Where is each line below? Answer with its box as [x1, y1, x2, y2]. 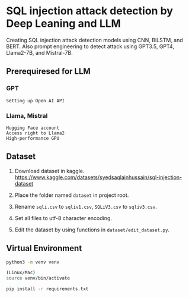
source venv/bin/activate [6, 275, 70, 281]
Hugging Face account [6, 125, 60, 131]
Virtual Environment [6, 243, 82, 253]
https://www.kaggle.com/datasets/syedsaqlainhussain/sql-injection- [14, 174, 182, 181]
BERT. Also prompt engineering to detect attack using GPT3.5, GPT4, [6, 43, 175, 50]
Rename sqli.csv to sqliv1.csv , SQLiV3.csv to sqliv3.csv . [14, 203, 157, 210]
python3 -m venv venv [6, 259, 60, 265]
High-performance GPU [6, 135, 60, 141]
